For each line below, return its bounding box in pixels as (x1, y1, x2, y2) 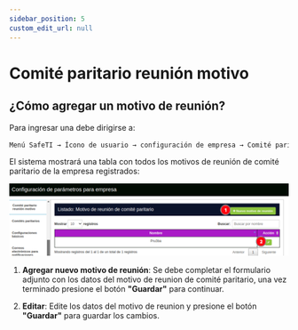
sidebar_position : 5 (9, 14, 86, 23)
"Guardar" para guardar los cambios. (21, 310, 160, 321)
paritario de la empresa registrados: (9, 165, 140, 177)
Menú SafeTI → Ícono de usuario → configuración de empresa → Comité (9, 141, 272, 149)
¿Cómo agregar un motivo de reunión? (9, 99, 226, 114)
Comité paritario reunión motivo (9, 63, 250, 84)
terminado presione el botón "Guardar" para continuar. (21, 284, 224, 294)
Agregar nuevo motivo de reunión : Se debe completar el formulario (21, 265, 271, 276)
